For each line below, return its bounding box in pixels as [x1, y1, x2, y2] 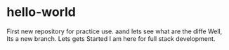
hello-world [6, 4, 77, 20]
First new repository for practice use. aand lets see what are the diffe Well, [6, 27, 223, 35]
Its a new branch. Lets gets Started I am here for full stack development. [6, 34, 216, 42]
